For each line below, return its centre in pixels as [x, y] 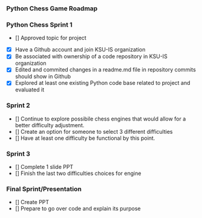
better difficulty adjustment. [50, 125]
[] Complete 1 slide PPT [44, 167]
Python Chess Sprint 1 [39, 24]
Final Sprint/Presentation [44, 189]
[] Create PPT [32, 202]
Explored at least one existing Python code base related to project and [103, 83]
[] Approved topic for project [50, 38]
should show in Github [43, 76]
